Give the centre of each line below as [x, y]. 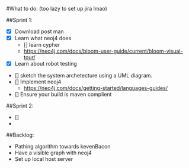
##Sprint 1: [19, 20]
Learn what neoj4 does [43, 38]
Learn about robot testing [46, 64]
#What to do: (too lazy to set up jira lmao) [57, 9]
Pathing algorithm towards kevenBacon [63, 147]
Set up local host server [44, 159]
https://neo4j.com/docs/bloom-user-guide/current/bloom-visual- [103, 51]
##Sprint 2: [20, 106]
